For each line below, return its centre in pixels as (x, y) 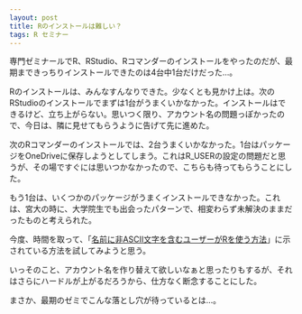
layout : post (34, 18)
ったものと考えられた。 (53, 220)
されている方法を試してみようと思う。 (80, 251)
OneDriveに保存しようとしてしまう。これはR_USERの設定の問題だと (151, 156)
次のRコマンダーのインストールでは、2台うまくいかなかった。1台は (134, 144)
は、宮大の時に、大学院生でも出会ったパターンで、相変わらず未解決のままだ (151, 209)
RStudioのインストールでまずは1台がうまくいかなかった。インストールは (144, 103)
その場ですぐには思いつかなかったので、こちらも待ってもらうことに (159, 167)
